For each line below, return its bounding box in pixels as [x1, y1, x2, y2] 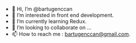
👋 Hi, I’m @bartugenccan [11, 6, 72, 12]
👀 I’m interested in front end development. [11, 12, 114, 19]
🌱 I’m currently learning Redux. [11, 18, 87, 24]
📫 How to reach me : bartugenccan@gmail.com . [11, 31, 131, 37]
